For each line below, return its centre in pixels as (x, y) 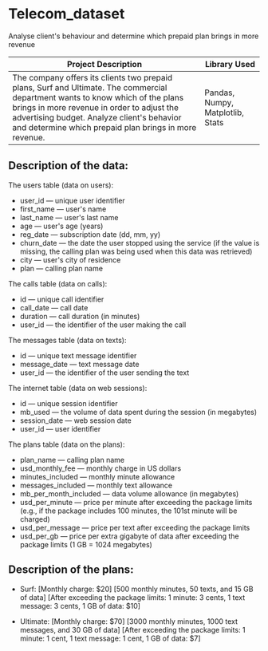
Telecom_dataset (67, 14)
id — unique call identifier (62, 299)
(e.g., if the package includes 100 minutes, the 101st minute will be (128, 511)
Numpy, (219, 102)
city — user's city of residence (70, 259)
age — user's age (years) (61, 226)
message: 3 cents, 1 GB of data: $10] (80, 606)
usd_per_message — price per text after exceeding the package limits (135, 527)
